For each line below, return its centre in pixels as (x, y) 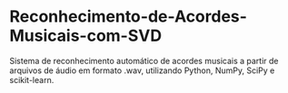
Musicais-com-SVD (85, 36)
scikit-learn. (32, 79)
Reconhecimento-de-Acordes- (129, 17)
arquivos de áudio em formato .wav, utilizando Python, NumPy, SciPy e (142, 70)
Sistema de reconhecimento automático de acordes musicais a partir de (144, 60)
